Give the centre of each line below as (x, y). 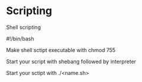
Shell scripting (24, 27)
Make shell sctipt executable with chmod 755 (61, 50)
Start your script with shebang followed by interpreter (71, 61)
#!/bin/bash (20, 38)
